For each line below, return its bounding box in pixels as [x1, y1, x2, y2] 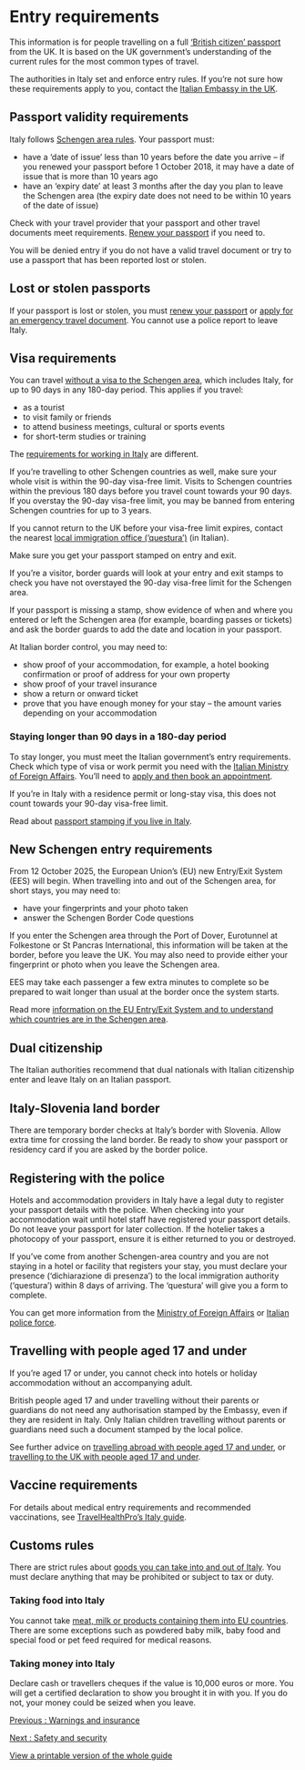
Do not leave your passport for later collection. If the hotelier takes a [9, 1223, 266, 1235]
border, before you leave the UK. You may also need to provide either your [9, 950, 289, 961]
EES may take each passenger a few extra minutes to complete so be [9, 977, 269, 988]
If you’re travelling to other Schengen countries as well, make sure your [9, 466, 278, 477]
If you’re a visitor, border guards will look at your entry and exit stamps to [9, 567, 284, 579]
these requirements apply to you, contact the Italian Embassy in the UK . [9, 83, 279, 94]
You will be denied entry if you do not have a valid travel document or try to [9, 244, 292, 256]
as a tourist [22, 402, 66, 413]
